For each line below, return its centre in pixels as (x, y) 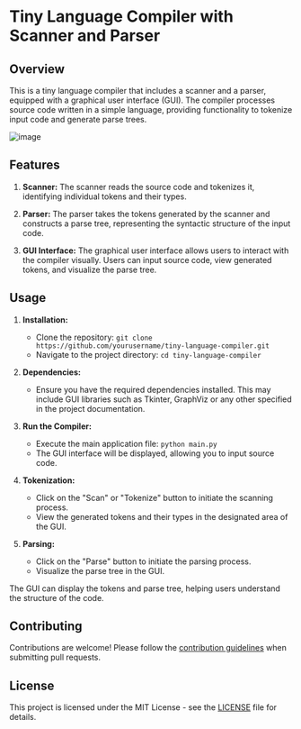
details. (23, 717)
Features (35, 165)
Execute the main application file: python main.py (126, 443)
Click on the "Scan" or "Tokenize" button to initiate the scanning (155, 497)
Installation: (45, 319)
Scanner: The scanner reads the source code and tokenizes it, (138, 187)
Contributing (46, 627)
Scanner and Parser (85, 36)
